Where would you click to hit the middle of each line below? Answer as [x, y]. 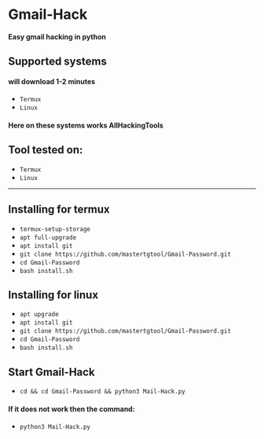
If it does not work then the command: [71, 409]
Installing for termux [59, 210]
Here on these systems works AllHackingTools [86, 125]
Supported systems [58, 62]
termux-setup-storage [55, 229]
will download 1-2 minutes [52, 81]
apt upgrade [39, 315]
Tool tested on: [46, 150]
